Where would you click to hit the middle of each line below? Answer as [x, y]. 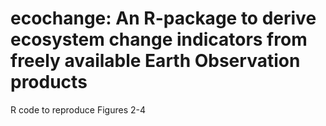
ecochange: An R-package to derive [163, 18]
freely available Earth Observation [155, 61]
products [49, 82]
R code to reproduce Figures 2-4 [78, 109]
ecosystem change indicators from [159, 39]
